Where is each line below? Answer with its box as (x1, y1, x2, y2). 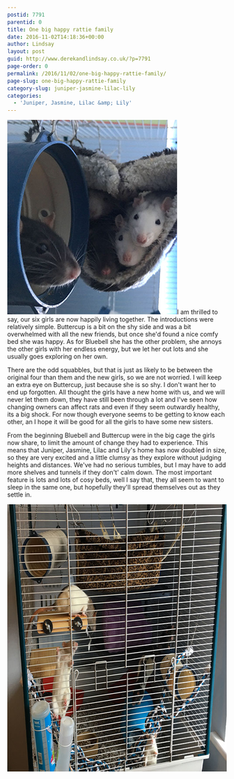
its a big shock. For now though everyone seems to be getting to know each (7, 410, 225, 418)
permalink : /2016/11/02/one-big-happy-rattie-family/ (7, 70, 167, 77)
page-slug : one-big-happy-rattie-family (7, 77, 127, 84)
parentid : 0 (7, 18, 42, 26)
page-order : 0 (7, 63, 49, 70)
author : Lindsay (7, 40, 54, 48)
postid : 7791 (7, 11, 45, 18)
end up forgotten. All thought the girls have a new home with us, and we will (7, 388, 225, 397)
